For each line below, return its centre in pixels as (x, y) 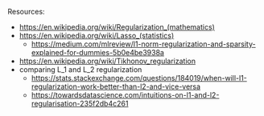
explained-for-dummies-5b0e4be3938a (97, 52)
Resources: (26, 12)
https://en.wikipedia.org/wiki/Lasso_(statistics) (97, 36)
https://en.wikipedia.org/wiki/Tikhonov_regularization (107, 61)
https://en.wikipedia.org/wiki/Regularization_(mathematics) (117, 27)
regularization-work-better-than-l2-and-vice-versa (116, 86)
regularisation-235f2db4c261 (80, 104)
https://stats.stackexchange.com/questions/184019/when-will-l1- (139, 78)
